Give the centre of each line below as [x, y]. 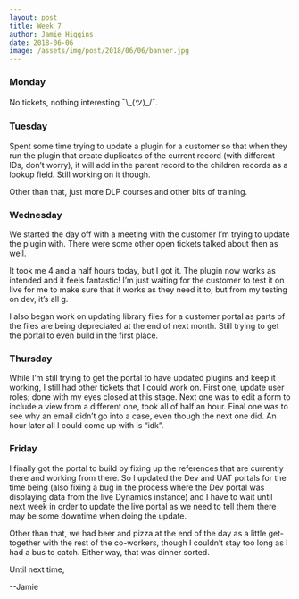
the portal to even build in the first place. [84, 335]
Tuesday [29, 126]
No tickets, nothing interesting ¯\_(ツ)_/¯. [83, 103]
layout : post [33, 17]
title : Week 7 [36, 26]
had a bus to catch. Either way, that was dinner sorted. [109, 552]
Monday [28, 82]
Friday [23, 449]
